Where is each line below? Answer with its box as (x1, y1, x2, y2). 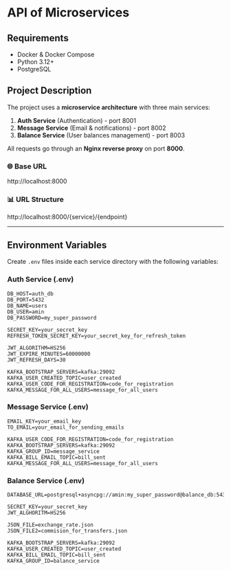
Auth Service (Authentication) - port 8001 (16, 116, 136, 124)
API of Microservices (7, 5, 129, 21)
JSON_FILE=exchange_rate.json (7, 522, 94, 528)
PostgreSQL (16, 65, 52, 73)
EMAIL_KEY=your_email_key (7, 418, 81, 425)
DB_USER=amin (7, 308, 45, 315)
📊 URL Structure (7, 194, 64, 204)
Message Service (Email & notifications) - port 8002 (16, 124, 166, 132)
